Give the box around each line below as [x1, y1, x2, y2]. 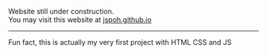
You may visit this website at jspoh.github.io [8, 15, 153, 24]
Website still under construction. [8, 7, 114, 16]
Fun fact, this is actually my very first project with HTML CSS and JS [8, 38, 232, 46]
